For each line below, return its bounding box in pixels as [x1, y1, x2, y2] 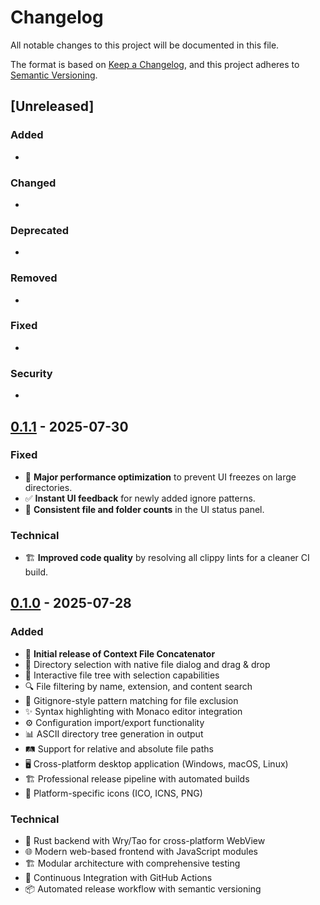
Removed [10, 271, 58, 285]
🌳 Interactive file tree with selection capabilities [24, 669, 220, 681]
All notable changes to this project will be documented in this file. [10, 39, 280, 51]
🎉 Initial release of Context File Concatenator [24, 647, 216, 660]
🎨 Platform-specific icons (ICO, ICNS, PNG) [24, 787, 203, 799]
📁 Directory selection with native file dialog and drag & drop [24, 658, 271, 670]
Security [10, 366, 53, 380]
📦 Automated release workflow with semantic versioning [24, 883, 262, 895]
